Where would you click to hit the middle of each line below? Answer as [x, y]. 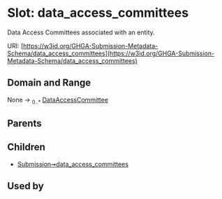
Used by [25, 186]
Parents [24, 123]
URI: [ [15, 46]
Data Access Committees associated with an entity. [81, 32]
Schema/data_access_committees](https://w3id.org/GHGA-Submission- [111, 53]
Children [26, 147]
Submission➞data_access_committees [73, 164]
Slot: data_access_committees [98, 13]
